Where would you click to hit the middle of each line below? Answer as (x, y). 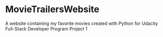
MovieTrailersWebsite (52, 9)
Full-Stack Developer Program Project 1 (46, 28)
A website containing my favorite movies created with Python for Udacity (82, 23)
